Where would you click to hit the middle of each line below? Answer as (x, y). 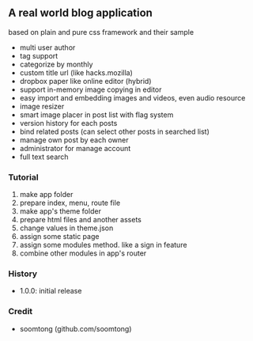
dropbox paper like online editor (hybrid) (85, 81)
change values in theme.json (66, 228)
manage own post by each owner (74, 140)
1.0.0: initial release (51, 291)
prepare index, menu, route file (70, 203)
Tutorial (23, 177)
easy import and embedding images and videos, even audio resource (132, 97)
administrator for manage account (75, 148)
